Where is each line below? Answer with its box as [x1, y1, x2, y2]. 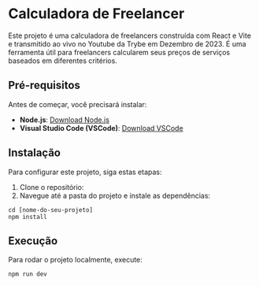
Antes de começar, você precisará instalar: [8, 99, 147, 109]
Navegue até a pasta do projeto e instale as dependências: [19, 191, 211, 200]
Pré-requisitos [8, 79, 81, 92]
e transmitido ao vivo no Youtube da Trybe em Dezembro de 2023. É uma [8, 39, 246, 48]
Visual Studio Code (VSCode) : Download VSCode [19, 123, 183, 132]
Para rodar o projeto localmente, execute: [8, 255, 143, 265]
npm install [8, 213, 47, 221]
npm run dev [8, 270, 47, 278]
